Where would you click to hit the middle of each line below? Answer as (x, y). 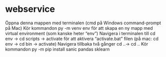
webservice (30, 9)
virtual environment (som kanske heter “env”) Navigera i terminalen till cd (80, 33)
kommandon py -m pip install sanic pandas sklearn (57, 49)
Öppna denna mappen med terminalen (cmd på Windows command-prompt (83, 23)
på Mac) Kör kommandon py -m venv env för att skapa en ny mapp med (79, 28)
